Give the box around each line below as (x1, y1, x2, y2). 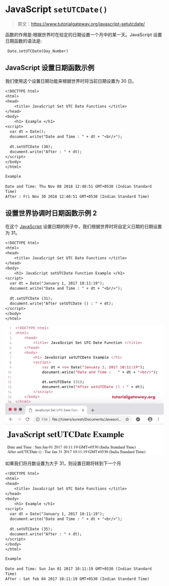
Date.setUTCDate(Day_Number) (7, 48, 69, 54)
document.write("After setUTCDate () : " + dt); (10, 301, 114, 306)
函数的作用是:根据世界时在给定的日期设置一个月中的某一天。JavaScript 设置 (5, 31, 162, 37)
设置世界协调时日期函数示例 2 (5, 209, 97, 218)
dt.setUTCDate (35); (10, 526, 53, 531)
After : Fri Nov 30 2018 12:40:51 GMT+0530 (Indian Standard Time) (5, 194, 150, 199)
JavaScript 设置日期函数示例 (5, 64, 95, 72)
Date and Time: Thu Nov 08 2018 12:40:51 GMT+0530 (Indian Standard (5, 184, 152, 189)
